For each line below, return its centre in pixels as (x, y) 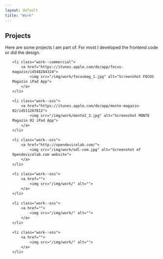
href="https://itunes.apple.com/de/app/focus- (75, 67)
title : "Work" (19, 15)
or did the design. (23, 53)
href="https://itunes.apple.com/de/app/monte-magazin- (84, 106)
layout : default (21, 10)
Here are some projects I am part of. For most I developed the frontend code (81, 47)
